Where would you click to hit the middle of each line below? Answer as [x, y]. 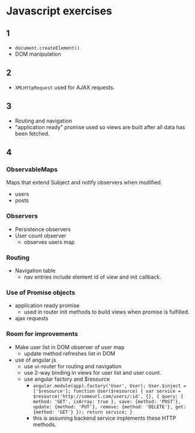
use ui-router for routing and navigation [73, 366]
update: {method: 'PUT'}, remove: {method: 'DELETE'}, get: [109, 407]
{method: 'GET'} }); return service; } [83, 412]
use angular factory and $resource [67, 379]
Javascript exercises [59, 11]
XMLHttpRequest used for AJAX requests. [65, 87]
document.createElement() [47, 48]
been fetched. [32, 133]
